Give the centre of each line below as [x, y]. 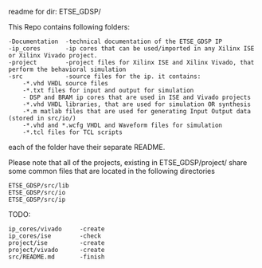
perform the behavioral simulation [67, 69]
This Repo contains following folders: [69, 27]
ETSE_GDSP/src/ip [37, 199]
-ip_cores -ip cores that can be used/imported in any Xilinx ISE [131, 49]
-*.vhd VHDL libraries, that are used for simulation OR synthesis [137, 104]
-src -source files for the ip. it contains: [105, 77]
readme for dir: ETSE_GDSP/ [55, 12]
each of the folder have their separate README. [87, 147]
